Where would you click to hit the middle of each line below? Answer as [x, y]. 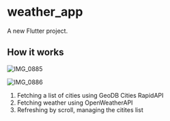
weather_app [45, 12]
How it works [36, 52]
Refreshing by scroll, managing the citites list [80, 109]
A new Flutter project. [38, 31]
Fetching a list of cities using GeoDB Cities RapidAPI [90, 95]
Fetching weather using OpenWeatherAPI [75, 103]
